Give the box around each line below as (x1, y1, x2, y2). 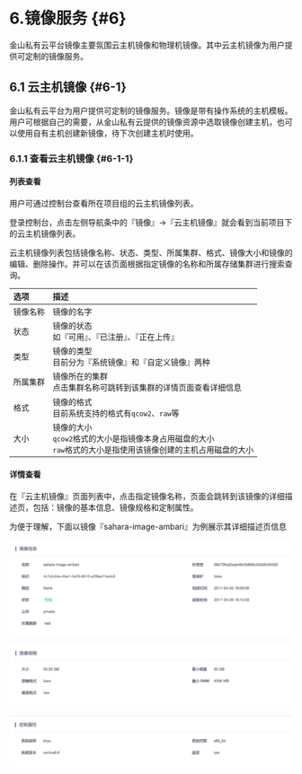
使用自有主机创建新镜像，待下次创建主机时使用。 (16, 128, 199, 138)
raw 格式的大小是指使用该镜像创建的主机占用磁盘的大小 (52, 444, 254, 454)
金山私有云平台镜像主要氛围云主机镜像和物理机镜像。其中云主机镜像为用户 (9, 40, 285, 50)
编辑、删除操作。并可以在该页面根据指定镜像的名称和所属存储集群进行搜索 (9, 258, 285, 269)
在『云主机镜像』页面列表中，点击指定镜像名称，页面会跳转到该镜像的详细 (9, 490, 285, 501)
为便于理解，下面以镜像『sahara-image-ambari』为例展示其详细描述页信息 (9, 521, 288, 532)
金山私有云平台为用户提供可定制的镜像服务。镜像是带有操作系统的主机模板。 (9, 105, 293, 116)
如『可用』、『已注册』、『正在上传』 (52, 331, 179, 342)
